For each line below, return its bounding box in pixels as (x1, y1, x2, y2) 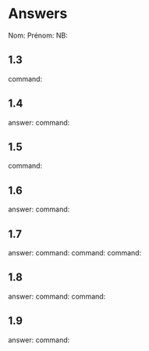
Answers (8, 5, 68, 23)
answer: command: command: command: (8, 248, 142, 257)
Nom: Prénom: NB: (8, 31, 68, 40)
